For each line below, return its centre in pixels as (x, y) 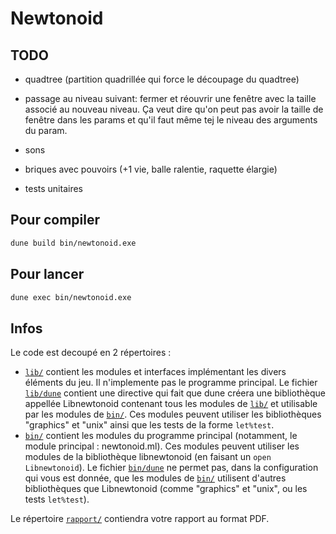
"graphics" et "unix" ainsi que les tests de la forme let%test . (149, 425)
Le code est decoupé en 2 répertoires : (91, 353)
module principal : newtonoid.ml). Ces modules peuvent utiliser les (162, 446)
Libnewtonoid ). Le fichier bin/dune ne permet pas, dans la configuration (171, 468)
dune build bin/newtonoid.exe (73, 243)
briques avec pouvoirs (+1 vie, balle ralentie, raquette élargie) (151, 169)
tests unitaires (53, 188)
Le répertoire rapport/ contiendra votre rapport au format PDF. (140, 519)
